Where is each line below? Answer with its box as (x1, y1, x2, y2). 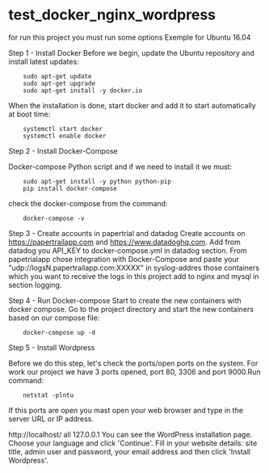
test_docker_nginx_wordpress (8, 6, 216, 24)
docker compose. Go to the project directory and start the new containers (8, 304, 254, 314)
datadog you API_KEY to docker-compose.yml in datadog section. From (8, 245, 247, 256)
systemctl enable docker (23, 132, 107, 140)
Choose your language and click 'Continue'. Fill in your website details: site (8, 438, 258, 448)
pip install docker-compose (23, 184, 117, 192)
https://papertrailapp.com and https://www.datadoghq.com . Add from (8, 237, 241, 247)
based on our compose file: (8, 313, 100, 323)
